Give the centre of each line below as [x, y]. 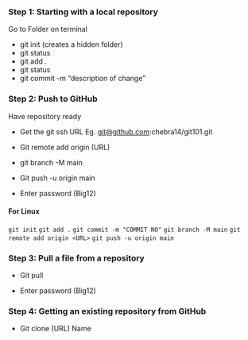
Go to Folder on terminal [48, 29]
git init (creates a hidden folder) [71, 44]
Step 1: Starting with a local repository [83, 12]
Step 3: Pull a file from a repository [76, 258]
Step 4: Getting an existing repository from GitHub [107, 311]
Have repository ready [45, 116]
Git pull [31, 276]
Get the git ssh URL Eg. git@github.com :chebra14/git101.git [116, 131]
